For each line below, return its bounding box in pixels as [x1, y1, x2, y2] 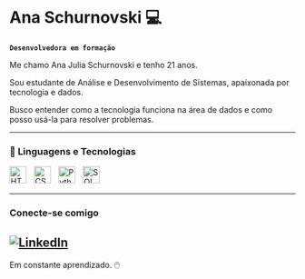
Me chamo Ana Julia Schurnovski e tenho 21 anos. [9, 59, 198, 70]
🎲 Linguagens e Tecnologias [9, 144, 136, 157]
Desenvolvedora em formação [9, 43, 116, 53]
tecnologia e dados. [9, 86, 84, 97]
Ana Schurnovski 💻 [9, 7, 162, 28]
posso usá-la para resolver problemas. [9, 114, 154, 125]
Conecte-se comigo [9, 206, 100, 219]
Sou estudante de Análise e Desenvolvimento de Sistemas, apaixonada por [9, 76, 290, 87]
